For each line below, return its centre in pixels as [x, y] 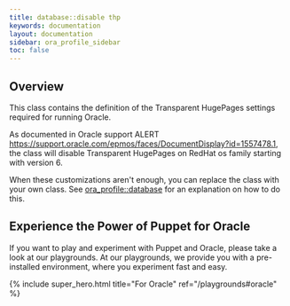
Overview [37, 86]
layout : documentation [51, 34]
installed [25, 266]
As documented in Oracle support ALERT [84, 134]
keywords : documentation [55, 26]
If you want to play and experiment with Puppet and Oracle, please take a [143, 247]
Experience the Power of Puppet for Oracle [130, 227]
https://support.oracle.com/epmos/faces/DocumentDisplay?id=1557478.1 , [144, 144]
